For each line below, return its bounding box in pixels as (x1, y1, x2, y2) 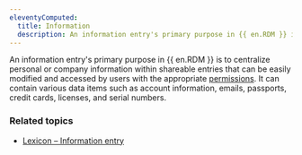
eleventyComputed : (9, 13, 78, 22)
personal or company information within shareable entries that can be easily (9, 64, 291, 74)
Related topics (9, 115, 74, 127)
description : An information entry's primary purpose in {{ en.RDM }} (17, 30, 288, 39)
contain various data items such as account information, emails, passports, (9, 82, 288, 94)
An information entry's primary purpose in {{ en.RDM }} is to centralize (9, 55, 271, 65)
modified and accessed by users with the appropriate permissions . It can (9, 73, 280, 84)
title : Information (17, 22, 91, 30)
